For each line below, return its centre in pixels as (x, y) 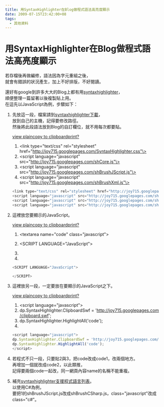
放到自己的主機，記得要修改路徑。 (46, 121)
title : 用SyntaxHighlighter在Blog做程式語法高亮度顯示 (58, 10)
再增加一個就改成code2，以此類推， (49, 364)
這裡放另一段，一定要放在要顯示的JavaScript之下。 (64, 286)
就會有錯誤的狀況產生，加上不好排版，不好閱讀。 (54, 82)
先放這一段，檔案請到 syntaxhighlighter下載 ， (57, 115)
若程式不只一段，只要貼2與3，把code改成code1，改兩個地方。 (75, 358)
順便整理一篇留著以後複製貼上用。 (39, 98)
